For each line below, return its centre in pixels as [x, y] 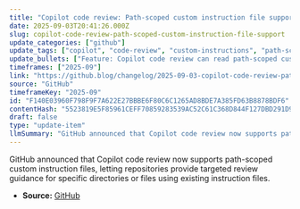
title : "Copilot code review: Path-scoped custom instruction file [137, 17]
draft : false [33, 117]
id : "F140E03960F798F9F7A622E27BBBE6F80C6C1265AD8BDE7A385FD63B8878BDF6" [150, 100]
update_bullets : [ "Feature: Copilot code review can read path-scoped [143, 59]
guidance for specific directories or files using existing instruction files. [140, 178]
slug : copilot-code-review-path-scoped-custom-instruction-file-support [147, 34]
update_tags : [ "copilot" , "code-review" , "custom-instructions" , [133, 51]
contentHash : [33, 109]
